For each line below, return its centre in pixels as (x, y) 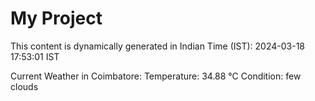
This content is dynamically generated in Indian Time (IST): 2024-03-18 (157, 46)
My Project (56, 18)
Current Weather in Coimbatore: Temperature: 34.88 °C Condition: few (156, 76)
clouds (24, 86)
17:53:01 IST (35, 56)
